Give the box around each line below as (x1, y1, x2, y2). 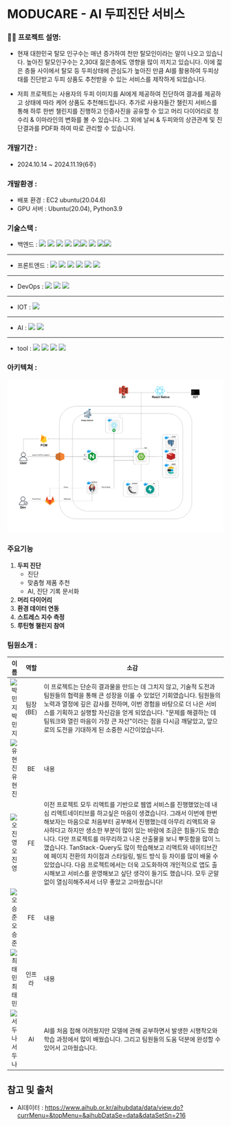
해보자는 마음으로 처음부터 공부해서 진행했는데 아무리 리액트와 (43, 818, 209, 826)
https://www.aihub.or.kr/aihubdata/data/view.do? (44, 1103, 184, 1112)
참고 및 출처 (7, 1084, 54, 1096)
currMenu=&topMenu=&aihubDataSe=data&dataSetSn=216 (16, 1112, 186, 1120)
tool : (16, 345, 32, 353)
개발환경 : (7, 179, 38, 188)
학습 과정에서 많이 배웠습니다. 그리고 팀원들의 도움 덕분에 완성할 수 (43, 1035, 221, 1043)
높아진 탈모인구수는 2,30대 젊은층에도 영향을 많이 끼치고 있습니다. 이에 (26, 58, 215, 66)
